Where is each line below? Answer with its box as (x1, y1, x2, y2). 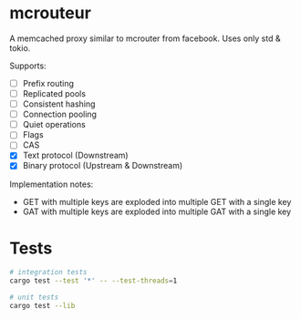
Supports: (9, 60, 47, 71)
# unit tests (9, 293, 59, 303)
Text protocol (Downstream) (22, 149, 130, 161)
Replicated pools (22, 88, 87, 98)
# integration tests (9, 268, 88, 277)
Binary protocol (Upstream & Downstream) (22, 160, 183, 171)
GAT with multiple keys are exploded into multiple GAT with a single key (22, 206, 292, 217)
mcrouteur (9, 3, 91, 24)
